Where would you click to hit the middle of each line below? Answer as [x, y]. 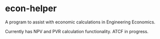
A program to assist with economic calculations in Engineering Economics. [80, 22]
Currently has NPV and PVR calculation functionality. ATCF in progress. [77, 31]
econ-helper [31, 9]
